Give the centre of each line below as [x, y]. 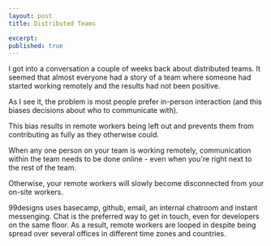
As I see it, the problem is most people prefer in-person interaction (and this [135, 101]
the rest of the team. [43, 168]
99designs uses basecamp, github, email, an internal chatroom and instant [133, 208]
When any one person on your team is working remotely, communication [130, 150]
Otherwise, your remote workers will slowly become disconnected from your [136, 183]
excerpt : [23, 38]
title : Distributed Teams [52, 24]
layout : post [30, 16]
